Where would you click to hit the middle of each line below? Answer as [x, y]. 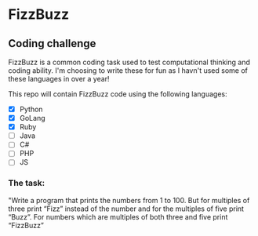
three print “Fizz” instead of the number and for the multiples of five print [126, 209]
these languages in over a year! [59, 79]
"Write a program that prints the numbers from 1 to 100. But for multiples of [129, 200]
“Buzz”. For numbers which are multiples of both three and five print [118, 216]
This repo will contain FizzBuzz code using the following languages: [118, 94]
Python [31, 109]
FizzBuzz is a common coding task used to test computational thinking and [129, 62]
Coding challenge [52, 44]
